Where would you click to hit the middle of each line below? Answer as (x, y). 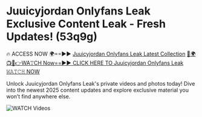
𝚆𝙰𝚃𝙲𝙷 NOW (23, 71)
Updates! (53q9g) (52, 37)
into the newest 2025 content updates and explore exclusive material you (98, 90)
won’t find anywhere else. (38, 96)
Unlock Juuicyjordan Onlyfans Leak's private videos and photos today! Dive (101, 83)
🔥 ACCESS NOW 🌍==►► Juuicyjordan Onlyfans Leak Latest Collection (96, 54)
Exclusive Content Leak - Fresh (86, 24)
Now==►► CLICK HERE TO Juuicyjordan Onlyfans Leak (113, 63)
